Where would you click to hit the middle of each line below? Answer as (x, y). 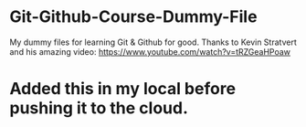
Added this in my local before (122, 89)
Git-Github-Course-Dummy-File (133, 17)
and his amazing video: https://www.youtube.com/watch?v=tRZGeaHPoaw (150, 51)
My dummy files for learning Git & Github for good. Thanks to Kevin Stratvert (153, 42)
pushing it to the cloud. (99, 108)
